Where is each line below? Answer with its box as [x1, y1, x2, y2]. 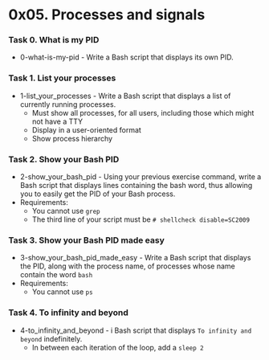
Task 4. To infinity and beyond [8, 307, 128, 318]
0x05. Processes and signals [8, 6, 206, 24]
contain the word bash [19, 270, 93, 280]
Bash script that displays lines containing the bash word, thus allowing [19, 181, 253, 190]
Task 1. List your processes [8, 72, 116, 84]
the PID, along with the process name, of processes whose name [19, 261, 235, 271]
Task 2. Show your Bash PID [8, 153, 120, 165]
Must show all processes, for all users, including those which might [31, 108, 255, 117]
